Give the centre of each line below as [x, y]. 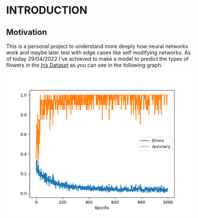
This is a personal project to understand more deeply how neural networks [97, 46]
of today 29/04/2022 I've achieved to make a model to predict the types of [98, 59]
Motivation [27, 32]
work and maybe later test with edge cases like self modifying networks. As [98, 53]
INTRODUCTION [47, 10]
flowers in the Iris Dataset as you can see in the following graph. [84, 65]
